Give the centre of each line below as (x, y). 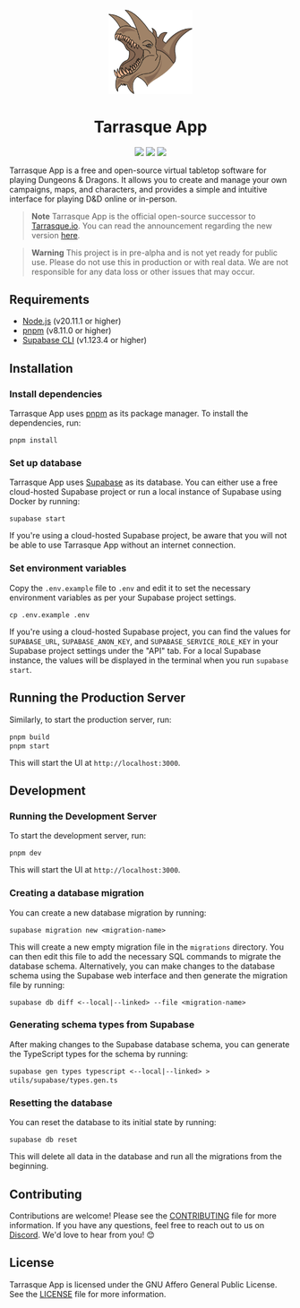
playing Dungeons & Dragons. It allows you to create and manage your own (148, 179)
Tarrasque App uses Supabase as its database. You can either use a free (144, 482)
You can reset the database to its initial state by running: (113, 1123)
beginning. (29, 1166)
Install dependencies (56, 393)
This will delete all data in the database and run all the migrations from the (146, 1157)
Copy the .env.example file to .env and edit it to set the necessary (130, 588)
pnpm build (30, 737)
